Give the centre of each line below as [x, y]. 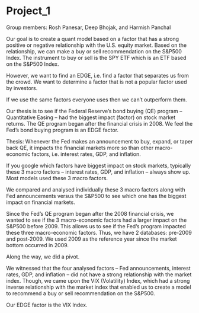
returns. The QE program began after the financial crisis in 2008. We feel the [99, 123]
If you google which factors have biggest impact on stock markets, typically [99, 165]
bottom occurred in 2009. [38, 245]
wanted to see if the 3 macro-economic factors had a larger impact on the [97, 220]
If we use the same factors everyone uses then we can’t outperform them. [97, 100]
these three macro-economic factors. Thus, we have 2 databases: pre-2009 [99, 232]
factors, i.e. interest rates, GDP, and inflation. [86, 154]
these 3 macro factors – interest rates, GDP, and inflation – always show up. [98, 172]
